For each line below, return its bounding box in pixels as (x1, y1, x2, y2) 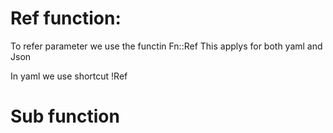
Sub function (10, 105, 120, 128)
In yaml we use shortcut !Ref (10, 70, 128, 82)
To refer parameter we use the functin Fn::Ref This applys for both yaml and (10, 40, 323, 52)
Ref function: (10, 7, 122, 30)
